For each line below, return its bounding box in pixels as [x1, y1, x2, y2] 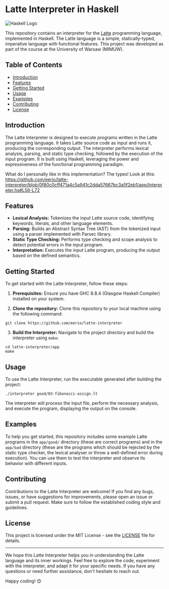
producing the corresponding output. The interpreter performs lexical [5, 145, 149, 151]
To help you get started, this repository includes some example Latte [5, 433, 147, 440]
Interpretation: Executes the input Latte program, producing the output [12, 247, 160, 253]
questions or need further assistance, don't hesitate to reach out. [5, 568, 140, 574]
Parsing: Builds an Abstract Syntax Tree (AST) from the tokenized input [12, 226, 161, 232]
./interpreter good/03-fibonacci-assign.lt [5, 391, 98, 396]
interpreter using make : [12, 335, 59, 341]
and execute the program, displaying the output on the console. [5, 405, 137, 411]
